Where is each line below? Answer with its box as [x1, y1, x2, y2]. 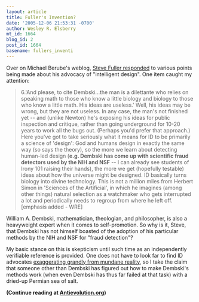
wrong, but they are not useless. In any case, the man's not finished [20, 107, 188, 114]
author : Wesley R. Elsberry [6, 25, 76, 32]
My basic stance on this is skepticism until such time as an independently [6, 245, 187, 252]
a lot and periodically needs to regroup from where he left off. [20, 197, 173, 204]
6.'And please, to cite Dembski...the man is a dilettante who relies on [20, 88, 189, 96]
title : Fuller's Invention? [6, 14, 76, 20]
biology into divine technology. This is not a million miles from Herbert [20, 177, 193, 185]
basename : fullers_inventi [6, 48, 74, 54]
